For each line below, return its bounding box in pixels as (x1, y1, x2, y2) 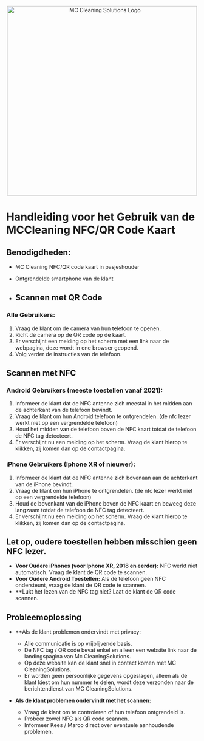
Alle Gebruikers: (6, 311, 56, 319)
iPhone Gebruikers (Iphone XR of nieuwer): (6, 460, 135, 469)
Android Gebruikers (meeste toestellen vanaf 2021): (6, 386, 163, 394)
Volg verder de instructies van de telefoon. (15, 350, 122, 357)
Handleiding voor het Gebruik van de (6, 210, 195, 224)
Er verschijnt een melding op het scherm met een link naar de (15, 337, 169, 345)
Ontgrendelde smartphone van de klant (15, 275, 114, 282)
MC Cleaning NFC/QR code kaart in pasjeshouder (15, 263, 140, 270)
